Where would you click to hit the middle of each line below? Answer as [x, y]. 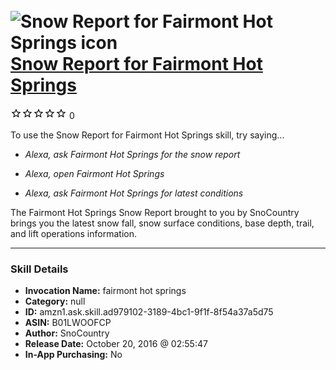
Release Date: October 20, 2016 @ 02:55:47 [116, 344]
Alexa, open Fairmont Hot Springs [94, 173]
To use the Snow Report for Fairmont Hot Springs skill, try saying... [147, 135]
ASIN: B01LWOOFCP [68, 323]
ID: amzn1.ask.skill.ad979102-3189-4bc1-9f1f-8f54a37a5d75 [149, 312]
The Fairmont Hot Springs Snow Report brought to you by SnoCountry [155, 212]
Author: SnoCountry [67, 333]
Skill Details [39, 269]
